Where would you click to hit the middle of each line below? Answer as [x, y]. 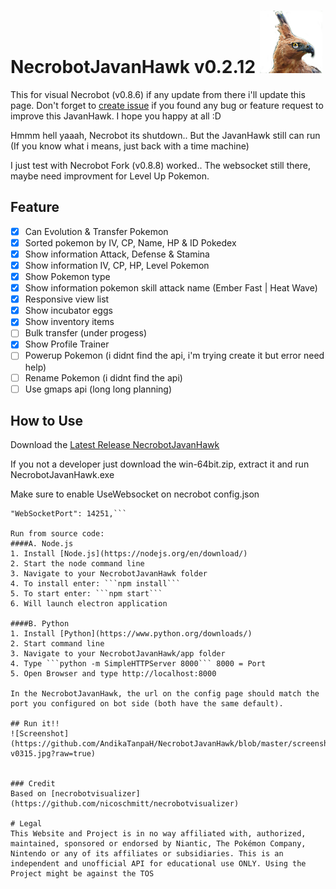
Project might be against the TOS [82, 874]
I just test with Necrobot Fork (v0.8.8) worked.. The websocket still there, [160, 165]
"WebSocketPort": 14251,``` [69, 514]
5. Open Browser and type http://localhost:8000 [113, 674]
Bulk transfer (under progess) [85, 333]
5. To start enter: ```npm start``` [86, 594]
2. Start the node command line [77, 564]
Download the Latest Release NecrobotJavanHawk [115, 445]
